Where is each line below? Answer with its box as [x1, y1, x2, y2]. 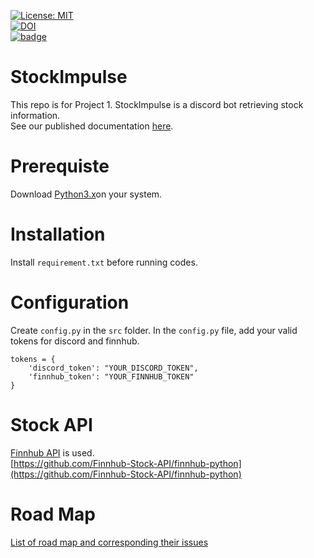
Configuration [10, 291, 130, 314]
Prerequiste [10, 155, 110, 178]
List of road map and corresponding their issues [10, 536, 209, 548]
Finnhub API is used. [10, 446, 95, 459]
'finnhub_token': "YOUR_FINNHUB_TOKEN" [28, 371, 195, 382]
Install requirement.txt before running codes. [10, 256, 198, 268]
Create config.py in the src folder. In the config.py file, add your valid [10, 324, 298, 336]
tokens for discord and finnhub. [10, 335, 140, 347]
